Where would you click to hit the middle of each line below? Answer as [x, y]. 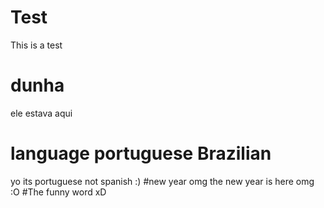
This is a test [36, 45]
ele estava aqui [41, 113]
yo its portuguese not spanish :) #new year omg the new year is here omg [162, 181]
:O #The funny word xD [58, 192]
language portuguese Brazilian [141, 153]
